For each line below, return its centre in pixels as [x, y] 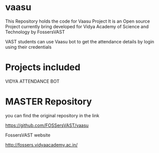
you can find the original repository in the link [52, 115]
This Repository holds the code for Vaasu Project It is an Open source [78, 21]
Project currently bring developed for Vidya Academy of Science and [77, 26]
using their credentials [29, 47]
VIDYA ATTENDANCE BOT [32, 81]
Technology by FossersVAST [35, 32]
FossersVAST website [28, 135]
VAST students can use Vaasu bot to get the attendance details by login [80, 41]
